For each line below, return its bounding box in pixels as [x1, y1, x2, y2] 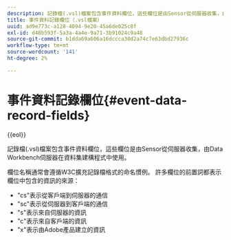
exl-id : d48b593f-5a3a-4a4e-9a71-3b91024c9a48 [7, 29, 143, 36]
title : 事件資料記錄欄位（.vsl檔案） [7, 17, 103, 23]
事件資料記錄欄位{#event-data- [7, 92, 188, 108]
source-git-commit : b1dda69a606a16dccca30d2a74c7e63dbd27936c [7, 36, 189, 43]
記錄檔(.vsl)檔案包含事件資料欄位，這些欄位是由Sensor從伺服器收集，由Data [7, 144, 223, 153]
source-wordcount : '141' [7, 49, 78, 56]
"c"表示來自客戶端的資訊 [16, 217, 87, 225]
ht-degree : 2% [7, 55, 48, 62]
